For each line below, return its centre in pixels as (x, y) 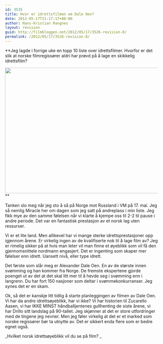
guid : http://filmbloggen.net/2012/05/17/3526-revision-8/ (66, 32)
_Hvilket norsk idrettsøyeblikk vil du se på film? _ (53, 336)
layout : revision (23, 28)
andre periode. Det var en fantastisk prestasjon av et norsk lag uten (72, 221)
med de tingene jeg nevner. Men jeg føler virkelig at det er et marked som (78, 316)
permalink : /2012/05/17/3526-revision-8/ (48, 37)
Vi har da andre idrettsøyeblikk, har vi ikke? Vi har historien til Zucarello (76, 301)
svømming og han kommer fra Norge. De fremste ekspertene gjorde (73, 271)
